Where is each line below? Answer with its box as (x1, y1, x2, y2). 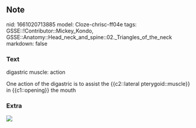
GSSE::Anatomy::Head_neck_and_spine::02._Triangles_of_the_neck (6, 33, 173, 41)
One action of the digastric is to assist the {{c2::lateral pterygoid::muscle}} (6, 81, 191, 88)
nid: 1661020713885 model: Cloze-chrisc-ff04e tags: (6, 20, 137, 28)
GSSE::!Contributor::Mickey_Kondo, (6, 27, 94, 34)
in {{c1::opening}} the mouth (6, 87, 76, 94)
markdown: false (6, 40, 48, 47)
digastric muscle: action (6, 69, 66, 76)
